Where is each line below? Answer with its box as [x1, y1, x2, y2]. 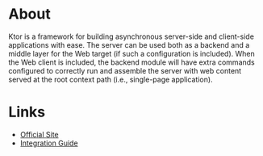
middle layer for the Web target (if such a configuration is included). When [8, 48, 256, 58]
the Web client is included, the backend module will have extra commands [8, 57, 256, 67]
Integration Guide [19, 138, 78, 148]
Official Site [19, 129, 59, 139]
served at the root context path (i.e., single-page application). [8, 74, 213, 84]
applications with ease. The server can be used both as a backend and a [8, 40, 250, 49]
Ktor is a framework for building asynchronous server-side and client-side [8, 32, 254, 41]
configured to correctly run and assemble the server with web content [8, 65, 242, 75]
